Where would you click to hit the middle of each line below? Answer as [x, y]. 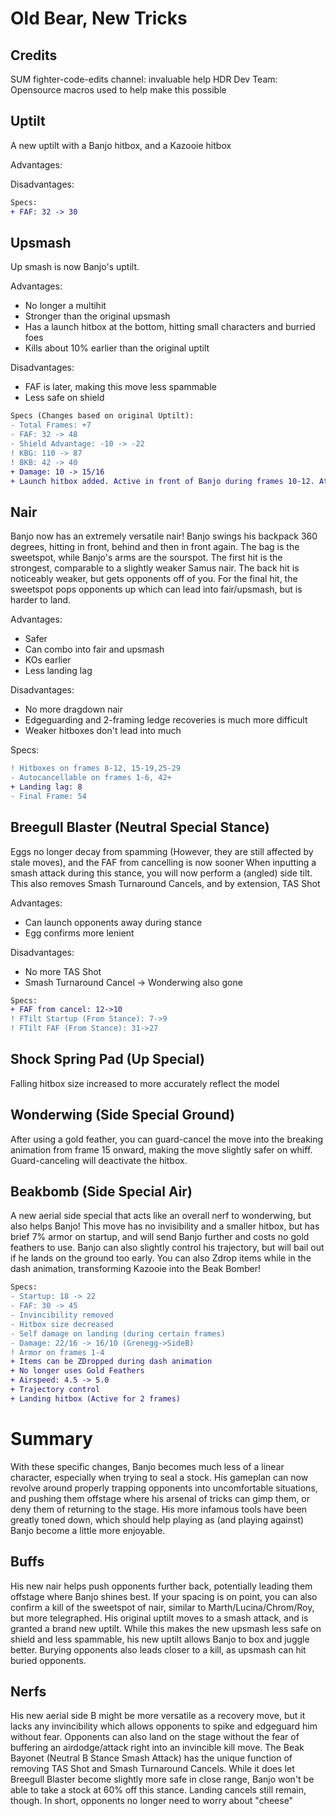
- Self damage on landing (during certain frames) [118, 1333]
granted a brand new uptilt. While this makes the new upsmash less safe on [166, 1628]
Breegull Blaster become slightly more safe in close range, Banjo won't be [162, 1779]
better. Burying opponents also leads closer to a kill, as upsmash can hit [158, 1649]
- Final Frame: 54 [48, 796]
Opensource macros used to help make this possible [118, 90]
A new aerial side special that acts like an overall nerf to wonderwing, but [161, 1216]
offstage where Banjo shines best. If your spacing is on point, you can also [164, 1596]
